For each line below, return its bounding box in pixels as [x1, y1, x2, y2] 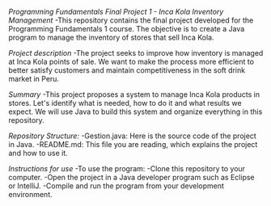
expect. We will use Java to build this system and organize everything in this [8, 107, 263, 116]
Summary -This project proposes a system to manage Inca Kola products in [8, 90, 260, 99]
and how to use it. [8, 149, 69, 158]
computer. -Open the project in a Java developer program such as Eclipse [8, 173, 255, 182]
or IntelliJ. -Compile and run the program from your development [8, 181, 225, 191]
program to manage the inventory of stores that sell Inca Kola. [8, 32, 214, 42]
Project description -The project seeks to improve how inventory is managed [8, 48, 264, 57]
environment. [8, 190, 53, 199]
